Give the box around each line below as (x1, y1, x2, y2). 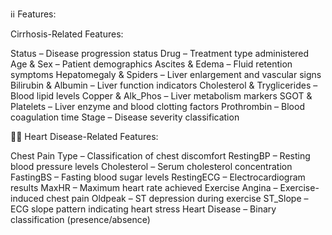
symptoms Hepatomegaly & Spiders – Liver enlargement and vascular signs (10, 69, 322, 80)
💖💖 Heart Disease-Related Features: (10, 131, 159, 142)
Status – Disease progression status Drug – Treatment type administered (10, 48, 310, 59)
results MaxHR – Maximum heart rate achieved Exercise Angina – (10, 182, 278, 193)
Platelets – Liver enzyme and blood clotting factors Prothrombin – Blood (10, 101, 305, 112)
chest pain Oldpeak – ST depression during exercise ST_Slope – (46, 193, 309, 204)
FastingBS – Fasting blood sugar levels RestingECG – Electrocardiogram (10, 171, 306, 183)
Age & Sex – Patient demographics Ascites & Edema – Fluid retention (10, 58, 293, 70)
